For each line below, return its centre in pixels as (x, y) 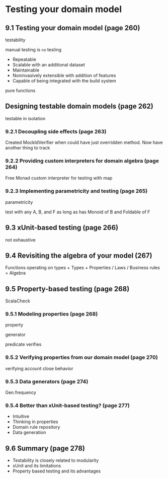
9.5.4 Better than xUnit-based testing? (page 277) (67, 405)
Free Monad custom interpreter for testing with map (59, 178)
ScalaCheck (18, 301)
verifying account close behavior (39, 368)
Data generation (29, 432)
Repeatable (24, 59)
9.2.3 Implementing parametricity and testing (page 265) (76, 191)
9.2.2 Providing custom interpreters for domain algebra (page (82, 161)
